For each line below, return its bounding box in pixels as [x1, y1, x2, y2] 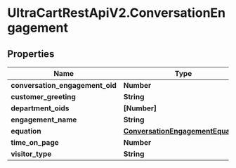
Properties [7, 48, 55, 60]
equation [11, 127, 41, 136]
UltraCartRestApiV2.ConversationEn [7, 5, 226, 21]
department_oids [11, 103, 70, 113]
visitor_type [11, 149, 52, 159]
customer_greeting [11, 92, 76, 101]
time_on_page [11, 138, 60, 147]
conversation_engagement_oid [11, 81, 117, 90]
